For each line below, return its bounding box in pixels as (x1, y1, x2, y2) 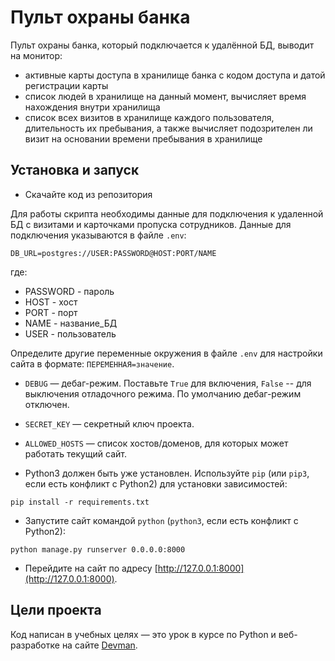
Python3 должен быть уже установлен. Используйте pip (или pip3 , (24, 467, 310, 479)
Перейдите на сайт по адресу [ (24, 562, 158, 574)
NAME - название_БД (24, 317, 118, 329)
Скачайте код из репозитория (24, 188, 153, 200)
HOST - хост (24, 296, 78, 308)
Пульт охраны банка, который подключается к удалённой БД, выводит (10, 39, 315, 51)
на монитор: (10, 49, 63, 61)
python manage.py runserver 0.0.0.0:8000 (10, 544, 186, 555)
